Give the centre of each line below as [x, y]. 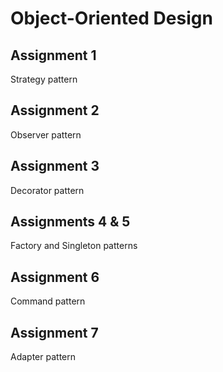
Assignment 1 [53, 55]
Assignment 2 [55, 110]
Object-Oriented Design [111, 18]
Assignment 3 [55, 166]
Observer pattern [46, 134]
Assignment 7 [54, 332]
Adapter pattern [43, 357]
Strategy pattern [44, 79]
